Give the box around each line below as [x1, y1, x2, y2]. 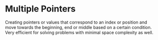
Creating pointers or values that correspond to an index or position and [5, 19, 147, 25]
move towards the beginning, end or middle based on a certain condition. [5, 24, 152, 30]
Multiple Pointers [5, 3, 76, 14]
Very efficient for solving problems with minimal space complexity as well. [5, 29, 154, 35]
